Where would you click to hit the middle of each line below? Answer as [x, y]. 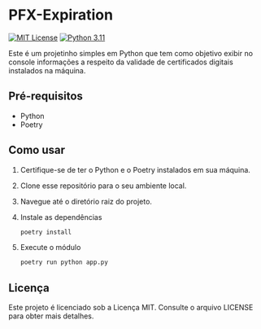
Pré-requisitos [46, 97]
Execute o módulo [50, 248]
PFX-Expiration [61, 15]
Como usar [37, 150]
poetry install [46, 232]
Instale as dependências [61, 217]
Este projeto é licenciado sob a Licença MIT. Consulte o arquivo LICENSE [131, 308]
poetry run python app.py [64, 262]
